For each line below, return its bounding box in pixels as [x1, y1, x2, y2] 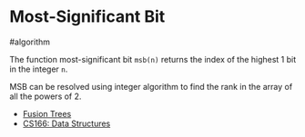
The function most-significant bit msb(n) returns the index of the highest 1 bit [9, 54, 297, 64]
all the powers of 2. [9, 91, 82, 102]
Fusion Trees [22, 108, 72, 119]
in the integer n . [9, 64, 68, 74]
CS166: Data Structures [22, 118, 111, 129]
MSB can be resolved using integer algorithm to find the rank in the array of [9, 81, 293, 92]
